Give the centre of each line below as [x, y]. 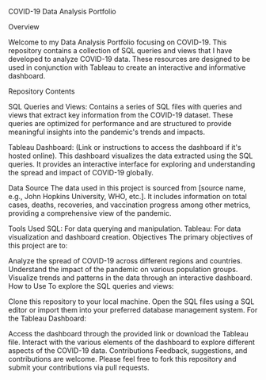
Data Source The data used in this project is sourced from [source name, [127, 188]
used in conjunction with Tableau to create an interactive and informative [127, 67]
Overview [24, 27]
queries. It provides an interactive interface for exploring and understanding [132, 164]
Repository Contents [42, 91]
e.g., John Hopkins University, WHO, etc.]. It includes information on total [127, 196]
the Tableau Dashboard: [47, 318]
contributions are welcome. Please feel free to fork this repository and [122, 359]
